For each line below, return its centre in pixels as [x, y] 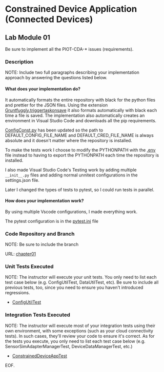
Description [19, 62]
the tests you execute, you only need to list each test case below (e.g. [75, 341]
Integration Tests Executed [38, 315]
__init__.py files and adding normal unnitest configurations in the [72, 175]
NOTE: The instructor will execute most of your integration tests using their [80, 326]
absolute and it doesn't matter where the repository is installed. [69, 140]
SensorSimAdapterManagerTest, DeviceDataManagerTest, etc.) [69, 346]
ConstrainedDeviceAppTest [40, 356]
